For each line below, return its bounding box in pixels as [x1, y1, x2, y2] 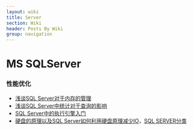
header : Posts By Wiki [6, 25, 63, 32]
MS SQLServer [6, 57, 81, 71]
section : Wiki [6, 20, 42, 26]
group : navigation [6, 31, 52, 37]
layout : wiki [6, 8, 39, 15]
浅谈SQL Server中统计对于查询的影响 [14, 102, 107, 109]
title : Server [6, 14, 42, 20]
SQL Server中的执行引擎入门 [14, 110, 86, 117]
